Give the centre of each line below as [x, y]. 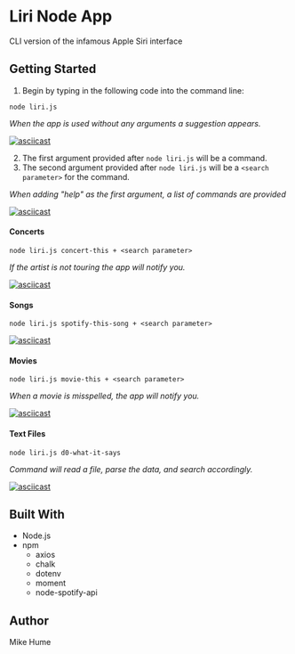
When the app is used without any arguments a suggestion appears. [135, 123]
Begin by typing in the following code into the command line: [133, 90]
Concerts [27, 232]
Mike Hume [30, 642]
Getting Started [53, 69]
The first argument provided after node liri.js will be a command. [145, 158]
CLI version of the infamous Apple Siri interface [96, 41]
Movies [23, 360]
